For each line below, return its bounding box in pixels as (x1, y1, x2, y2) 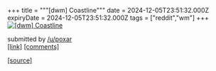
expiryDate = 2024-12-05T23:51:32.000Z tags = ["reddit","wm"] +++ (7, 13, 210, 22)
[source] (7, 56, 33, 65)
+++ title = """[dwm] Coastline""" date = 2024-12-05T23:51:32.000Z (7, 6, 210, 14)
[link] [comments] (7, 43, 60, 50)
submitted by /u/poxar (7, 35, 72, 43)
